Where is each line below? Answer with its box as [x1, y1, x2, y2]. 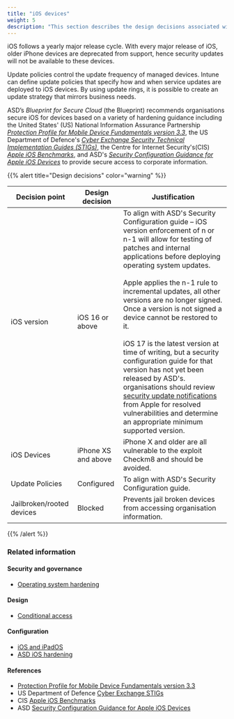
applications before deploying [123, 252, 221, 262]
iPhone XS [77, 446, 111, 456]
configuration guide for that [123, 356, 213, 366]
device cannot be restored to [123, 313, 218, 322]
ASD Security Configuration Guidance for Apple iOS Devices [17, 704, 191, 712]
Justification [152, 192, 195, 202]
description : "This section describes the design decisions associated [7, 23, 219, 30]
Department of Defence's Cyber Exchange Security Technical [7, 136, 185, 144]
